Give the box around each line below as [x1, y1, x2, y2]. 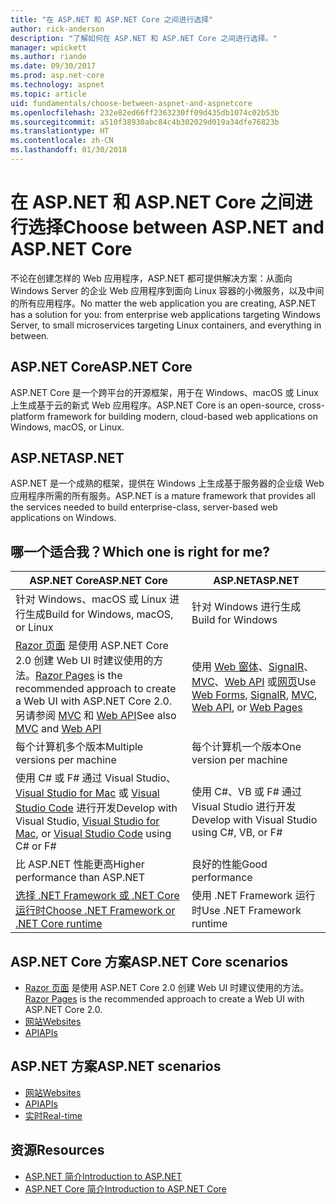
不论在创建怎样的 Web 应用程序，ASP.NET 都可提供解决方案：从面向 [10, 272, 293, 284]
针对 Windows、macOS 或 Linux [15, 592, 167, 606]
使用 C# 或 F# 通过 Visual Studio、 [15, 771, 177, 785]
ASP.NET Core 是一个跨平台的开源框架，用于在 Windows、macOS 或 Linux [10, 386, 319, 398]
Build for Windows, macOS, [45, 607, 174, 621]
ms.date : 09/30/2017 [10, 61, 97, 71]
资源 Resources [10, 1142, 105, 1159]
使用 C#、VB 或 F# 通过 [191, 785, 303, 799]
